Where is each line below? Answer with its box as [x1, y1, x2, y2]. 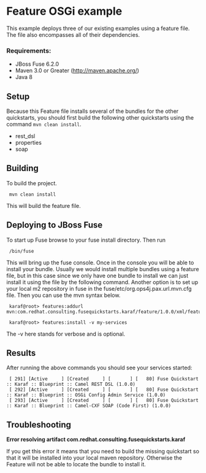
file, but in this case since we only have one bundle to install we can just [6, 272, 189, 279]
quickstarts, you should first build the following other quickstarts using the [6, 114, 194, 121]
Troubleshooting [6, 419, 72, 430]
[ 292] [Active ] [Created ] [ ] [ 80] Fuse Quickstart [9, 386, 199, 393]
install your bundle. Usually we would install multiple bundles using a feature [6, 265, 199, 272]
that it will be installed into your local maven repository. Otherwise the [6, 454, 183, 461]
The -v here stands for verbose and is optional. [6, 330, 126, 337]
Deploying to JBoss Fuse [6, 220, 103, 231]
